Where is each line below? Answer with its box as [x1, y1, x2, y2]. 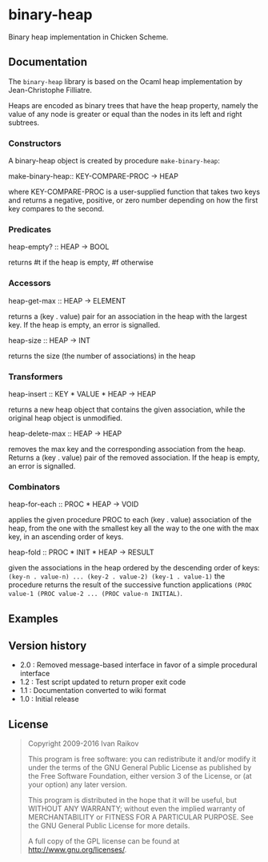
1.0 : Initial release [19, 695, 79, 704]
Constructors [8, 138, 62, 149]
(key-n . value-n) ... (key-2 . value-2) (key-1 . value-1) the [8, 571, 226, 582]
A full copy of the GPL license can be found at [27, 836, 180, 846]
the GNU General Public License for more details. [27, 821, 190, 831]
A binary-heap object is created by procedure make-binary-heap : [8, 156, 220, 166]
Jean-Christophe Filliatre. [8, 85, 92, 95]
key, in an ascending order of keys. [8, 532, 124, 542]
